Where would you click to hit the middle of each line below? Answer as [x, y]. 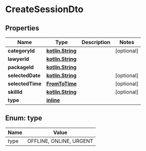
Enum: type [24, 118]
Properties [22, 28]
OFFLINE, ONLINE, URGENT [60, 141]
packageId [21, 67]
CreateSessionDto [44, 9]
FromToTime [61, 84]
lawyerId [18, 59]
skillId [15, 92]
